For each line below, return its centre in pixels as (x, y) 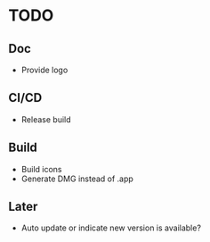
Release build (46, 119)
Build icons (41, 169)
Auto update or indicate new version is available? (111, 228)
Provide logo (44, 70)
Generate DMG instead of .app (77, 179)
